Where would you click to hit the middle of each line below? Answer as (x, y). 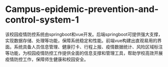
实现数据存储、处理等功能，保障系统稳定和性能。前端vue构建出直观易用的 (81, 40)
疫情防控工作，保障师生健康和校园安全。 (47, 59)
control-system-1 (42, 20)
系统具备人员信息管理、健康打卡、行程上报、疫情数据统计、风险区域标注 (88, 46)
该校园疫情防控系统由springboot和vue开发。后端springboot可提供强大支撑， (84, 34)
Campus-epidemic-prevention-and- (82, 9)
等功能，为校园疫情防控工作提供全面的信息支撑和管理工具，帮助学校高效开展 (84, 53)
